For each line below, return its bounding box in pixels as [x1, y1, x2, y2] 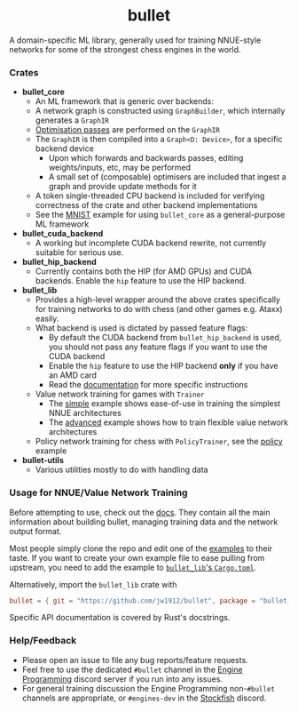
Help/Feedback [9, 635, 77, 647]
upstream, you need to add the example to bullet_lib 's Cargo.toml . [9, 562, 257, 572]
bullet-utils [21, 455, 64, 466]
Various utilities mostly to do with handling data [35, 464, 208, 476]
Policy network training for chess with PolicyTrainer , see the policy [35, 436, 283, 447]
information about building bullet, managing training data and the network [9, 516, 278, 527]
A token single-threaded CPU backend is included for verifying [35, 190, 265, 201]
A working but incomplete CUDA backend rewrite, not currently [35, 237, 267, 249]
